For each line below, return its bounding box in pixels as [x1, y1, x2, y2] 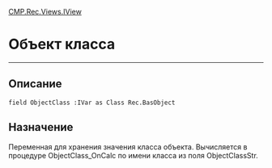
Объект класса [8, 36, 116, 53]
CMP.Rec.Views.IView [8, 7, 83, 16]
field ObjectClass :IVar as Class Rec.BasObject [8, 99, 176, 107]
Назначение [8, 120, 74, 134]
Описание [8, 77, 62, 91]
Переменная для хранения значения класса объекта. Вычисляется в [8, 141, 248, 152]
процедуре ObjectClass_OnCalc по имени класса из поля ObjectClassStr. [8, 150, 259, 160]
